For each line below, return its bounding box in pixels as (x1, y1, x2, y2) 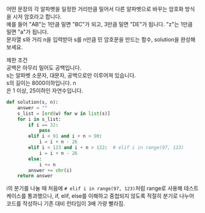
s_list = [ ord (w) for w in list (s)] (17, 110, 111, 117)
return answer (17, 173, 53, 179)
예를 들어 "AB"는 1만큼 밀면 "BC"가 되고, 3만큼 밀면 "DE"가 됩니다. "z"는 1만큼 (6, 21, 193, 27)
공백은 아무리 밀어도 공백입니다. (6, 64, 82, 71)
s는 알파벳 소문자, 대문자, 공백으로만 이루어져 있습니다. (6, 72, 136, 79)
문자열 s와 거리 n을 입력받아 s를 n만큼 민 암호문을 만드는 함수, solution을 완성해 (6, 36, 196, 43)
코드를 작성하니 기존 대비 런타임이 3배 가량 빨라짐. (6, 200, 125, 208)
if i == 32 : (28, 121, 59, 128)
